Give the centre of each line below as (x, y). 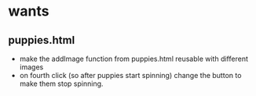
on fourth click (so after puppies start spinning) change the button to (130, 75)
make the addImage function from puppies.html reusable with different (134, 59)
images (31, 67)
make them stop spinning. (61, 84)
